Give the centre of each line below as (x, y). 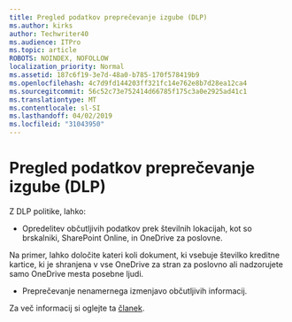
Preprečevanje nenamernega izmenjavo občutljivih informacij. (134, 291)
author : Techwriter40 (49, 34)
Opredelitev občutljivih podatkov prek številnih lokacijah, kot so (137, 228)
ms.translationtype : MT (53, 100)
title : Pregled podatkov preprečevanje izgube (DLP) (108, 17)
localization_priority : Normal (67, 67)
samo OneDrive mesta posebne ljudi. (77, 273)
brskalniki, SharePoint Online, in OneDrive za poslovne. (122, 238)
